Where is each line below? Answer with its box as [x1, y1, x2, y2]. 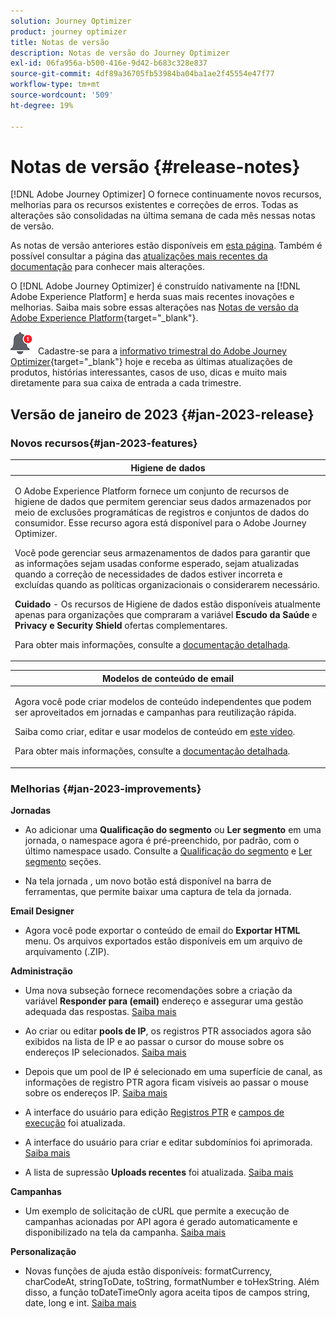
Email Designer [10, 905, 75, 917]
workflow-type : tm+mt [10, 80, 101, 90]
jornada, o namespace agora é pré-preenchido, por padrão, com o [24, 834, 300, 846]
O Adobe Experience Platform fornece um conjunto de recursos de [14, 485, 290, 497]
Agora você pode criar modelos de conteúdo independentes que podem [14, 696, 312, 708]
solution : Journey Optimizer [10, 16, 132, 26]
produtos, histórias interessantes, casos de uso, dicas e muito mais [10, 366, 288, 379]
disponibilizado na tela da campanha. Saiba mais [24, 1226, 227, 1238]
